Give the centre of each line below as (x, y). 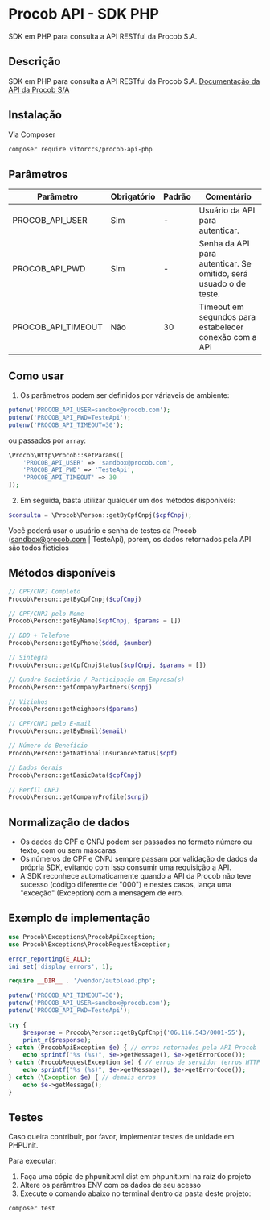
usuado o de (223, 284)
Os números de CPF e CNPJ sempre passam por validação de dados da (139, 859)
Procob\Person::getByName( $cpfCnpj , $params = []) (95, 621)
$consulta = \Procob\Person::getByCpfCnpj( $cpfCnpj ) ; (100, 515)
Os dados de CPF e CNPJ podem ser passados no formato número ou (136, 842)
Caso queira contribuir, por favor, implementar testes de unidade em (121, 1137)
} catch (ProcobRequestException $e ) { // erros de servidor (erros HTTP (135, 1063)
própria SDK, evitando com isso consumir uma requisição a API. (125, 867)
